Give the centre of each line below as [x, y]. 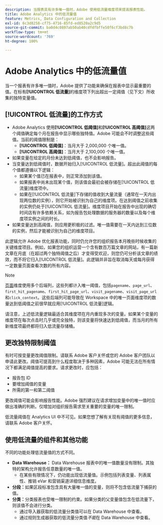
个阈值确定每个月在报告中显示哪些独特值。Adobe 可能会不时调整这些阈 [83, 133]
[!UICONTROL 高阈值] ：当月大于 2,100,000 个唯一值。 [73, 151]
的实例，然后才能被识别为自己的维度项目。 [55, 231]
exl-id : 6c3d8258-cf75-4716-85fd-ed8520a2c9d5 [53, 23]
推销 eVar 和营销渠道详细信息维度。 [63, 481]
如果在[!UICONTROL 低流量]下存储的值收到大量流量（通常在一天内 [86, 194]
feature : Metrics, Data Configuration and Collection [61, 19]
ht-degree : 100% [21, 41]
